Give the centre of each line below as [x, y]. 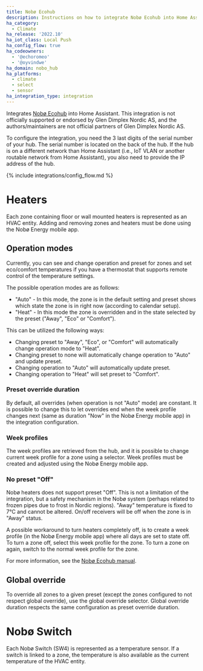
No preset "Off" [30, 479]
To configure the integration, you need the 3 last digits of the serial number [100, 138]
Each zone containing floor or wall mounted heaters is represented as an [97, 216]
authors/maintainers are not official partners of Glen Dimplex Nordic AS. [96, 126]
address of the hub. [31, 163]
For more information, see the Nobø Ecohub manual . [72, 561]
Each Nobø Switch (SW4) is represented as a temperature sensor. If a [93, 649]
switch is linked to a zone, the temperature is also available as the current [98, 655]
